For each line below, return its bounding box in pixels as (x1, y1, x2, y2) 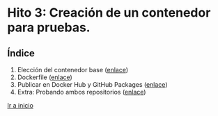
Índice (7, 47, 35, 59)
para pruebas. (7, 19, 91, 35)
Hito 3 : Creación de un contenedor (7, 5, 211, 21)
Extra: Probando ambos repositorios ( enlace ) (17, 88, 146, 96)
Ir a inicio (7, 101, 33, 109)
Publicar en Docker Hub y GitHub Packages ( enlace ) (17, 81, 168, 88)
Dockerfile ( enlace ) (17, 73, 73, 81)
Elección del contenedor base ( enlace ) (17, 66, 129, 74)
